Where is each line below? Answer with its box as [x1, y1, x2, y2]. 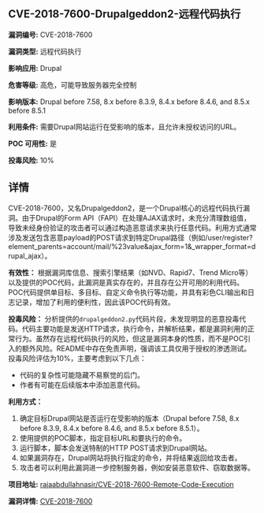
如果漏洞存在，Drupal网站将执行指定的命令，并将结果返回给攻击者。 [19, 452, 242, 463]
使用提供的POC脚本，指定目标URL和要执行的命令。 [19, 433, 187, 443]
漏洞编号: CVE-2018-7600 [8, 30, 93, 39]
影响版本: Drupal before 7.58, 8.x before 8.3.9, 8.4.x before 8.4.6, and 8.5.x [8, 97, 251, 106]
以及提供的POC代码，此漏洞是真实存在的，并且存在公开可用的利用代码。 [8, 277, 244, 287]
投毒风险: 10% [8, 155, 54, 165]
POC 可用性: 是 [8, 139, 58, 148]
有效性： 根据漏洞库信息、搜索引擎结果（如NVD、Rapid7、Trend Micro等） [8, 267, 253, 277]
